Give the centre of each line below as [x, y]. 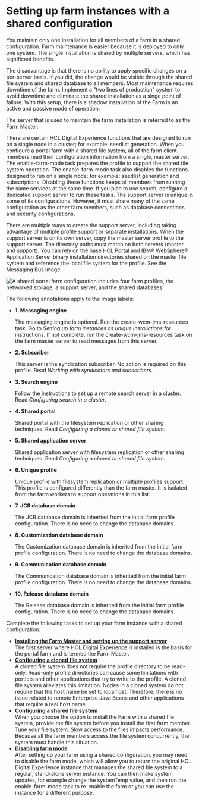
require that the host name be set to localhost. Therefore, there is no [98, 691]
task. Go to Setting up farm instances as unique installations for [93, 328]
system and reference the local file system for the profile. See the [86, 263]
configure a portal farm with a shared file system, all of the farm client [91, 151]
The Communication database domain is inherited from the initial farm [100, 576]
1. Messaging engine [41, 310]
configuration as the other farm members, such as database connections [96, 207]
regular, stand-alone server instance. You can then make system [94, 773]
